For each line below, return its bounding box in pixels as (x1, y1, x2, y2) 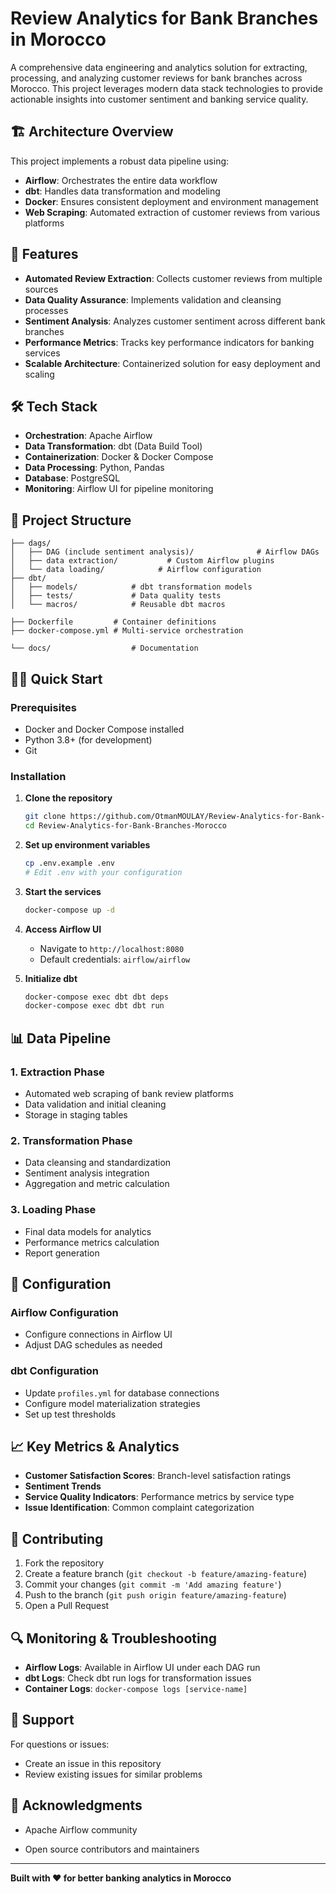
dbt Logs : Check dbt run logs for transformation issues (24, 1672, 252, 1684)
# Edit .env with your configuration (24, 867, 183, 877)
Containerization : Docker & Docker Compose (24, 451, 214, 463)
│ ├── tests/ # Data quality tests (10, 591, 222, 601)
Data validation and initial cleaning (24, 1098, 167, 1110)
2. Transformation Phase (10, 1133, 133, 1147)
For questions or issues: (10, 1738, 110, 1750)
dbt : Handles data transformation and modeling (24, 185, 221, 197)
